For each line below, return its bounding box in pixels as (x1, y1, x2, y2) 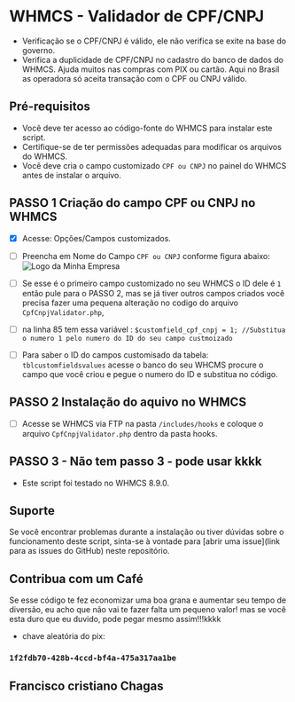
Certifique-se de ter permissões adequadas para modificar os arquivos (21, 141, 282, 152)
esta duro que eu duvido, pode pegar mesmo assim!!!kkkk (9, 614, 221, 625)
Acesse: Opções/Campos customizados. (21, 233, 171, 243)
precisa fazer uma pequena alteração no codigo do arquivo (21, 297, 239, 308)
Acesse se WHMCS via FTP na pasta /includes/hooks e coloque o (21, 418, 264, 429)
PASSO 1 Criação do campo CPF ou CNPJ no (9, 195, 256, 210)
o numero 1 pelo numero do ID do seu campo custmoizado (21, 334, 233, 343)
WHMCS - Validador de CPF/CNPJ (9, 6, 264, 27)
